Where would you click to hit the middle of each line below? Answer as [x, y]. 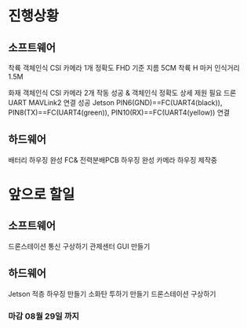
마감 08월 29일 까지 [44, 316]
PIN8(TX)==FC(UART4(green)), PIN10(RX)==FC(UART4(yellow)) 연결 [119, 112]
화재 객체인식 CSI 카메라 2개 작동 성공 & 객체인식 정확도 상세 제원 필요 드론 [122, 93]
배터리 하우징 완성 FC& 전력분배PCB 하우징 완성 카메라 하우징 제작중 [113, 160]
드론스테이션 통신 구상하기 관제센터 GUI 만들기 [79, 246]
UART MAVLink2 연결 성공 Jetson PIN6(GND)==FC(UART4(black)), [115, 102]
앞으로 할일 [42, 195]
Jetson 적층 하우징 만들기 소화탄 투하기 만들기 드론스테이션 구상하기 [112, 293]
